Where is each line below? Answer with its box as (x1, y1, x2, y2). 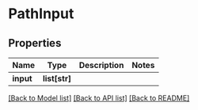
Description (78, 60, 124, 70)
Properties (8, 36, 62, 50)
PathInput (8, 5, 74, 23)
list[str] (42, 73, 71, 84)
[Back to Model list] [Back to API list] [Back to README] (8, 93, 190, 103)
